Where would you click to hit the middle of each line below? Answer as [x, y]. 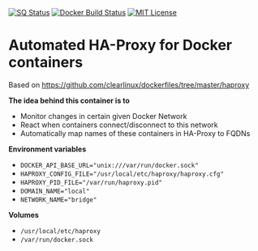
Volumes [24, 215]
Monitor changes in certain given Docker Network [103, 116]
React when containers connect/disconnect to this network [119, 125]
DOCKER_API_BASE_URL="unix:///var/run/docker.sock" [109, 165]
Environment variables [47, 149]
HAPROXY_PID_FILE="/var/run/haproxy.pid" [91, 182]
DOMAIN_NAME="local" [55, 191]
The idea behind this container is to [69, 100]
